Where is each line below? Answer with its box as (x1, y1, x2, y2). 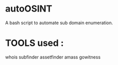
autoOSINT (5, 3, 52, 15)
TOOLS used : (5, 37, 64, 49)
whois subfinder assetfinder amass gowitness (5, 54, 101, 60)
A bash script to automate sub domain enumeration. (5, 20, 113, 26)
